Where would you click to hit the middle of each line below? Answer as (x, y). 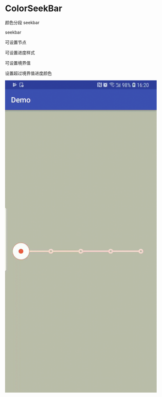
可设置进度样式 (20, 52)
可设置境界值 (18, 63)
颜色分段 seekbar (22, 22)
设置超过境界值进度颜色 (28, 73)
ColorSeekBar (34, 9)
